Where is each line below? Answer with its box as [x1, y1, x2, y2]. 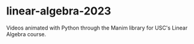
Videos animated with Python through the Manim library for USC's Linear [6, 24, 188, 31]
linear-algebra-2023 [6, 4, 112, 18]
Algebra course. [6, 30, 47, 37]
